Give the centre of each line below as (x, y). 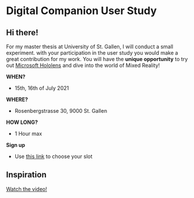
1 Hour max (28, 134)
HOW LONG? (22, 122)
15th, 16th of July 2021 (42, 88)
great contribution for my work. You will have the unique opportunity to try (97, 59)
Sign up (16, 145)
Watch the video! (26, 189)
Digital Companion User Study (81, 11)
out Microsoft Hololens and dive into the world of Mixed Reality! (83, 65)
